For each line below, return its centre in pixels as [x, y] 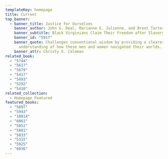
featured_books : [22, 103]
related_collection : [27, 93]
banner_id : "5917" [33, 38]
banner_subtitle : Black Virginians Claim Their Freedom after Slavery [89, 33]
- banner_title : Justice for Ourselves [51, 24]
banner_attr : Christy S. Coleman [49, 51]
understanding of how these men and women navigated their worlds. [90, 47]
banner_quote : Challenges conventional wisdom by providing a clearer [89, 42]
